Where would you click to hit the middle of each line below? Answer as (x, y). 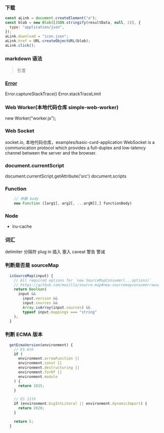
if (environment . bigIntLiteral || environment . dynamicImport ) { (81, 404)
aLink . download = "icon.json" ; (37, 36)
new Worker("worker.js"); (31, 118)
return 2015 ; (31, 386)
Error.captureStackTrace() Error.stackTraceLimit (53, 94)
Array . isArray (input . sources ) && (57, 307)
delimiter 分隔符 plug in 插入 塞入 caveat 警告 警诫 (55, 252)
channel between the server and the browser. (51, 153)
